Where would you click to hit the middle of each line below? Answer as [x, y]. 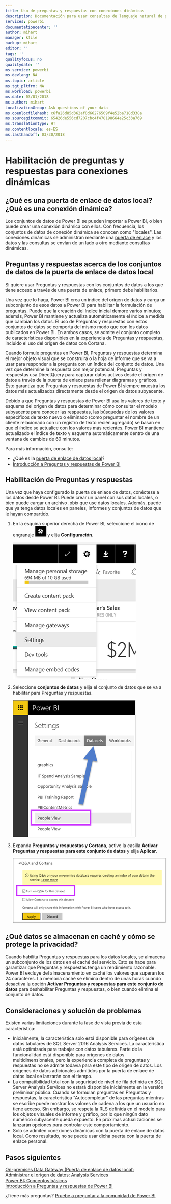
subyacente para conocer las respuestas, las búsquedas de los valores [80, 412]
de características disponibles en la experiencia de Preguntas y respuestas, [85, 338]
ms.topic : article [25, 81]
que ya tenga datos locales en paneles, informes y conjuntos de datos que [83, 508]
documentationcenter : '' [32, 27]
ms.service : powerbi [27, 70]
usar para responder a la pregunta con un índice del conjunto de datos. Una [85, 364]
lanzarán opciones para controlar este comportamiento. [71, 1125]
